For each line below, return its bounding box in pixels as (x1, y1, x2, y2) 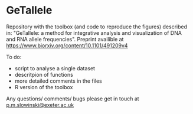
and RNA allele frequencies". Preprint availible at (6, 35, 124, 43)
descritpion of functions (14, 71, 74, 78)
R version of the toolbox (14, 83, 73, 90)
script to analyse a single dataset (14, 64, 96, 71)
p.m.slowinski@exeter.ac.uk (6, 101, 74, 108)
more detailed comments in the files (14, 77, 102, 84)
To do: (6, 53, 22, 60)
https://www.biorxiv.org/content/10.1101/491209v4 (6, 42, 128, 49)
